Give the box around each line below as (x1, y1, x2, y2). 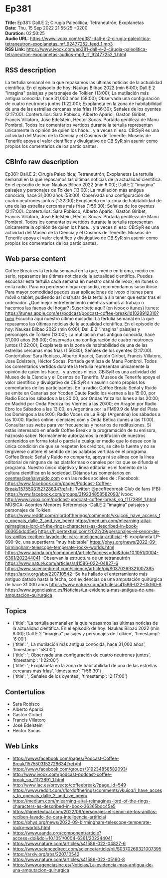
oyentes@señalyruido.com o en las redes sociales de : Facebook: (5, 475, 140, 481)
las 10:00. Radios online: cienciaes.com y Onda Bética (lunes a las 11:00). (5, 416, 155, 423)
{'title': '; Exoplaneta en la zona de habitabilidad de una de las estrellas (12, 663, 158, 669)
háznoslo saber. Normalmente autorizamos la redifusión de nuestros (5, 432, 146, 438)
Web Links (5, 742, 39, 751)
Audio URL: (5, 36, 29, 42)
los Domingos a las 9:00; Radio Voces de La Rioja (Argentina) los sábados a (5, 411, 161, 417)
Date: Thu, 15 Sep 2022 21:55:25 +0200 (5, 25, 88, 31)
